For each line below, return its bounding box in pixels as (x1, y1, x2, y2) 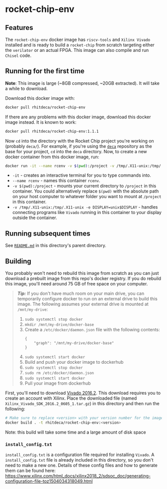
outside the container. (12, 215, 57, 221)
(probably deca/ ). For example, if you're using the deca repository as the (5, 143, 153, 149)
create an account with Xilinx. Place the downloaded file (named (5, 395, 137, 401)
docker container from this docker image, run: (5, 154, 99, 160)
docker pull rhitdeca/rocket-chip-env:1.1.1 (5, 129, 99, 134)
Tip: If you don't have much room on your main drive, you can (17, 290, 145, 296)
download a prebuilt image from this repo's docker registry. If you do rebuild (5, 275, 162, 281)
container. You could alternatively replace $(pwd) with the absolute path (12, 188, 159, 194)
